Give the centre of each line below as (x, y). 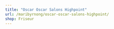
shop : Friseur (20, 19)
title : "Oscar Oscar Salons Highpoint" (46, 10)
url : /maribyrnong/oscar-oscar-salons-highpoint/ (57, 14)
